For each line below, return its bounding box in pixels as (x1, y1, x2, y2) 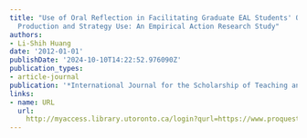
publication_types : (9, 64, 84, 74)
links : (9, 89, 35, 98)
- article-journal (9, 73, 79, 82)
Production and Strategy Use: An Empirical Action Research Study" (17, 22, 281, 31)
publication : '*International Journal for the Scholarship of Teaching (9, 81, 288, 90)
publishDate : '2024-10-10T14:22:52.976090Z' (9, 55, 182, 64)
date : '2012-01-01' (9, 47, 84, 56)
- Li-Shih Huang (9, 38, 71, 48)
